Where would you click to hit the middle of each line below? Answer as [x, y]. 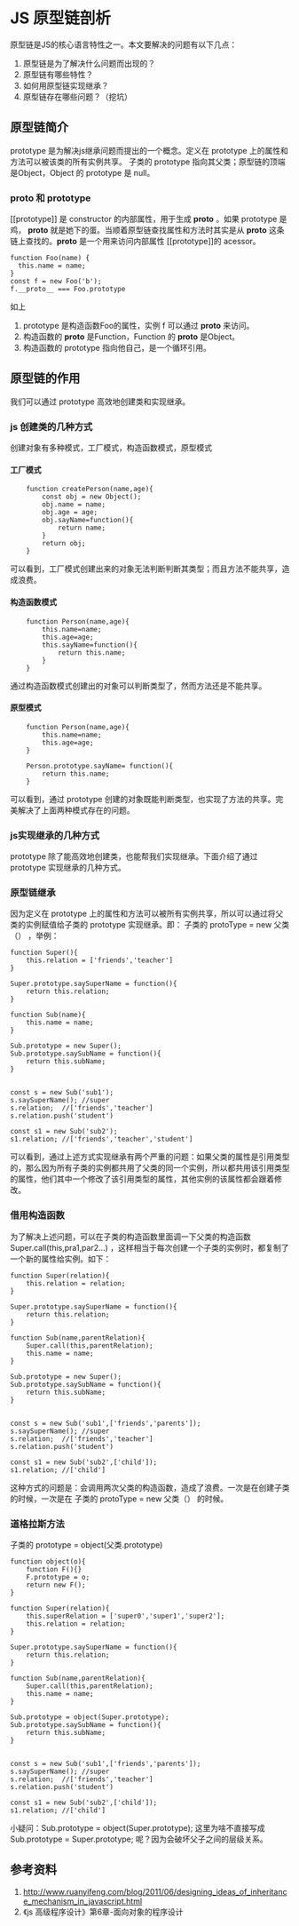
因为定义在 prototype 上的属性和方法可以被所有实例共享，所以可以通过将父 [147, 914]
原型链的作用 [45, 378]
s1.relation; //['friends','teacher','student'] [102, 1139]
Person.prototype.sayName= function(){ [100, 766]
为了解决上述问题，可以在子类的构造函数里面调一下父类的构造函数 [130, 1237]
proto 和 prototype [51, 198]
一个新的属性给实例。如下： [61, 1259]
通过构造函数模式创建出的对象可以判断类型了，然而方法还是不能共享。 [138, 686]
